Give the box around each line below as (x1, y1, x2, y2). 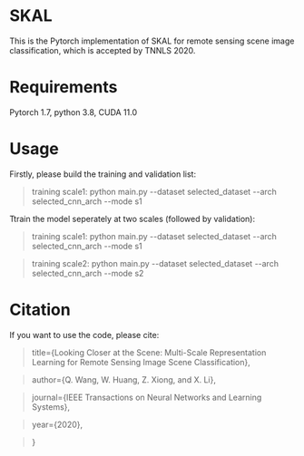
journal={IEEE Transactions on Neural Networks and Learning (31, 392, 262, 403)
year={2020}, (31, 419, 83, 430)
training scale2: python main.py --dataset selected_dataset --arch (31, 257, 279, 268)
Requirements (9, 77, 118, 98)
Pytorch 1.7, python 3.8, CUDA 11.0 (9, 106, 138, 118)
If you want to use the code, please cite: (9, 329, 160, 340)
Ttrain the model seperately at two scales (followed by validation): (9, 213, 256, 224)
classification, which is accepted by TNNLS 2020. (9, 44, 196, 55)
